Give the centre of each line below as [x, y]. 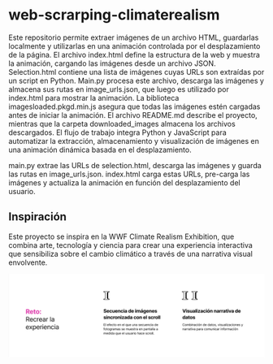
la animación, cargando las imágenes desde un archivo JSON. [113, 63]
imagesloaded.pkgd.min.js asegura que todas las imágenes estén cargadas [134, 106]
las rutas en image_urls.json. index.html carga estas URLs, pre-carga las [129, 174]
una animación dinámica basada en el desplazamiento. [100, 149]
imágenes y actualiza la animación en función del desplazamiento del [125, 182]
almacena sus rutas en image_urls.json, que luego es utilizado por [119, 89]
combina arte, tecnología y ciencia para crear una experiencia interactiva [131, 245]
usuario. [22, 191]
